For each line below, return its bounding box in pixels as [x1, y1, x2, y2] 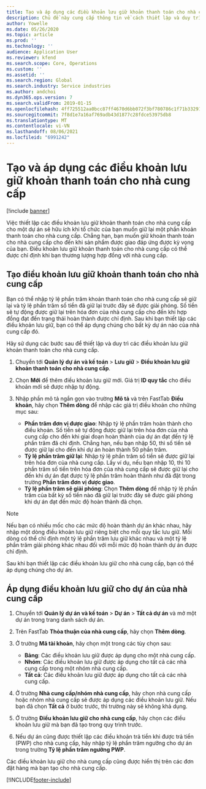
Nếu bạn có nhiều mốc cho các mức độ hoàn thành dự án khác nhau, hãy [6, 522, 192, 529]
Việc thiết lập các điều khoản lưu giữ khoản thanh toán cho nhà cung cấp [6, 219, 191, 226]
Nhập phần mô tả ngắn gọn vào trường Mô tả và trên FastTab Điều [15, 395, 184, 402]
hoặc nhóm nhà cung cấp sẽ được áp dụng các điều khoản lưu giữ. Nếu [15, 696, 197, 704]
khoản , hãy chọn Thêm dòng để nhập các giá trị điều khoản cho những [15, 401, 196, 408]
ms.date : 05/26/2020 [6, 26, 59, 32]
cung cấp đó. [6, 327, 40, 335]
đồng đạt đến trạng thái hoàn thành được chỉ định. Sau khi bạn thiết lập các [6, 314, 197, 322]
